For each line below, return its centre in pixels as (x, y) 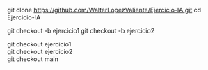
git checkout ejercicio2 (40, 52)
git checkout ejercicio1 (39, 44)
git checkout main (33, 59)
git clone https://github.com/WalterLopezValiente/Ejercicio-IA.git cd (104, 10)
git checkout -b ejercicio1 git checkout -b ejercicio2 (81, 31)
